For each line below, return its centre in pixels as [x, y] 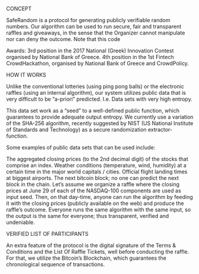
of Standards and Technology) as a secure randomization [76, 130]
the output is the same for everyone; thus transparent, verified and [88, 216]
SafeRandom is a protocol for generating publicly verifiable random [88, 20]
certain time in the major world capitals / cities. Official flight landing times [97, 172]
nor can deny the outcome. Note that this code [63, 39]
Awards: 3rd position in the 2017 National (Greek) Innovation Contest [90, 51]
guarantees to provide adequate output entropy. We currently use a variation [100, 117]
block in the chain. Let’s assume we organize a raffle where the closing [93, 184]
